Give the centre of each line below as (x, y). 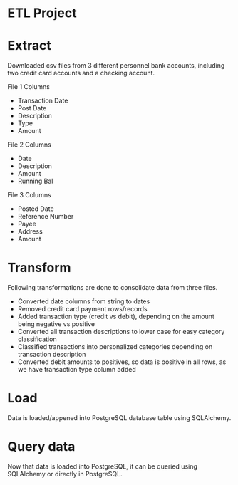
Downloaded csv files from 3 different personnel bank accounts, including (116, 66)
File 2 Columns (29, 145)
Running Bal (35, 181)
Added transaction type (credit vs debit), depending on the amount (116, 317)
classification (37, 339)
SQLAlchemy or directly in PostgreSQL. (65, 474)
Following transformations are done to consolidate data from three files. (113, 288)
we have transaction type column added (77, 370)
